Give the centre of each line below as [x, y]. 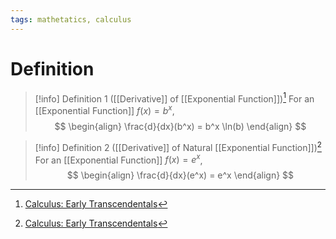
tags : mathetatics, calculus [71, 19]
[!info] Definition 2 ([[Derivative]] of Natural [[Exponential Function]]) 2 [178, 146]
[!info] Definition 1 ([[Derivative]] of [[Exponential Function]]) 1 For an [174, 98]
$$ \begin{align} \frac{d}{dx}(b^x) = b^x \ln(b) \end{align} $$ [180, 126]
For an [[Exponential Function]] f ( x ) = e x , [118, 159]
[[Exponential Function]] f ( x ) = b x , [104, 109]
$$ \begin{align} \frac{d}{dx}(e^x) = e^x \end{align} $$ [180, 175]
